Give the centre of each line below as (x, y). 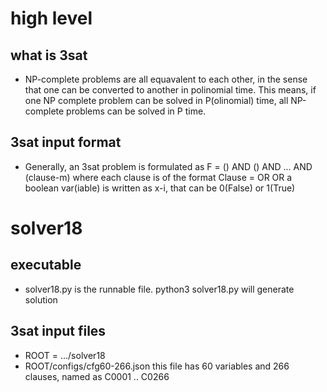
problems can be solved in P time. (136, 111)
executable (46, 265)
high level (51, 18)
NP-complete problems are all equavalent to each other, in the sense (166, 79)
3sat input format (66, 142)
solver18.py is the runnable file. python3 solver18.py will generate (159, 289)
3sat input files (58, 331)
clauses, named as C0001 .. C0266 (97, 376)
